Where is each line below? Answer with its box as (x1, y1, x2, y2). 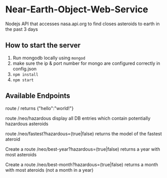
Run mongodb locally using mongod (12, 55, 86, 61)
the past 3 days (5, 26, 38, 32)
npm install (12, 72, 38, 77)
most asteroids (5, 151, 37, 157)
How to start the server (5, 41, 81, 50)
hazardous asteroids (5, 120, 49, 127)
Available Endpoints (5, 92, 71, 100)
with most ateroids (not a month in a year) (5, 167, 94, 173)
